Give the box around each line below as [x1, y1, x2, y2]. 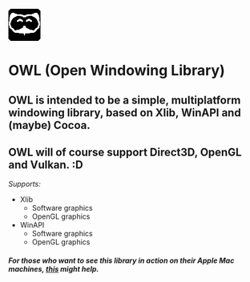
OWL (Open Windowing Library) [8, 62, 226, 80]
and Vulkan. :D [8, 158, 83, 171]
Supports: [8, 179, 42, 189]
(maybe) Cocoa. [8, 118, 91, 132]
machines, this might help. [8, 264, 99, 273]
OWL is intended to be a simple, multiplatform [8, 93, 241, 107]
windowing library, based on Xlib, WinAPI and [8, 106, 242, 119]
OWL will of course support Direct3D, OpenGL [8, 145, 242, 159]
